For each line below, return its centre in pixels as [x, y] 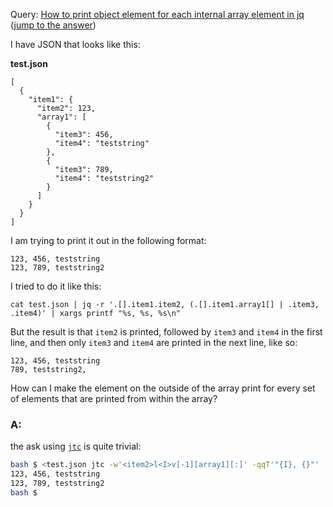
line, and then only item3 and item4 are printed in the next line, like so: [154, 342]
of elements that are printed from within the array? [114, 398]
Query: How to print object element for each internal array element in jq [157, 14]
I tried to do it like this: [56, 286]
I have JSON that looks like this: [75, 44]
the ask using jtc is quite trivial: [76, 446]
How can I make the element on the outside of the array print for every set [163, 388]
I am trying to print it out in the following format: [108, 240]
